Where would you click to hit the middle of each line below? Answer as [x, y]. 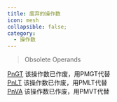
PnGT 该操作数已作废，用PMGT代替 [59, 74]
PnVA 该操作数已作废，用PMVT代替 [58, 92]
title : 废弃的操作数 [34, 14]
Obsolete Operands [53, 59]
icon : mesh [23, 20]
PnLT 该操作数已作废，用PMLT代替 [57, 83]
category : [22, 33]
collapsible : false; [37, 27]
